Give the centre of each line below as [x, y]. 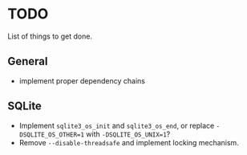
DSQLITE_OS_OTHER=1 [52, 135]
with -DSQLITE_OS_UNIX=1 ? [128, 134]
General [28, 61]
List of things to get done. [50, 36]
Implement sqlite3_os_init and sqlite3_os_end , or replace [117, 125]
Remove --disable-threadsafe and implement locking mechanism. [129, 142]
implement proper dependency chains [82, 80]
